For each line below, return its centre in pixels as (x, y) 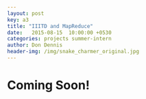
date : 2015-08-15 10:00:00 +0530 (59, 32)
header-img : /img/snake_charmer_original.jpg (73, 52)
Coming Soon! (49, 85)
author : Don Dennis (35, 45)
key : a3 (18, 20)
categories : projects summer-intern (59, 39)
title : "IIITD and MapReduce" (50, 26)
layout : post (26, 13)
